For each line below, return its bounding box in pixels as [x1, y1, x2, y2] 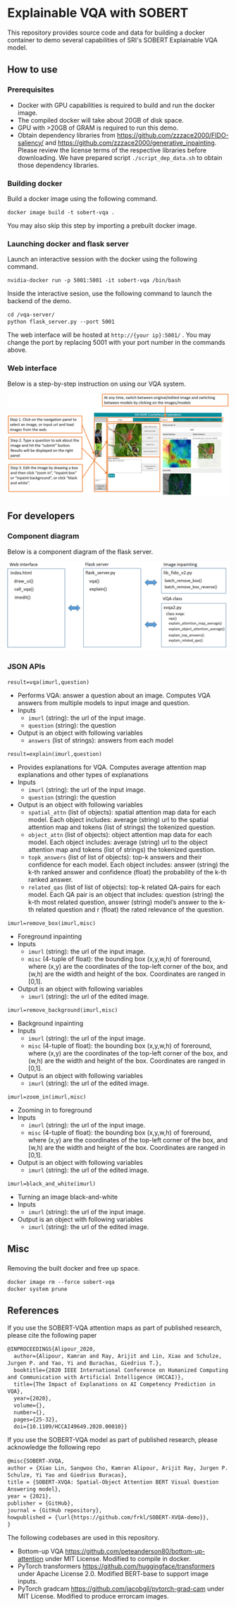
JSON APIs [7, 661, 46, 671]
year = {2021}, [7, 1493, 52, 1500]
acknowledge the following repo [7, 1443, 101, 1451]
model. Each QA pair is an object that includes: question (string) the [27, 890, 225, 898]
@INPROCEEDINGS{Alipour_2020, [7, 1345, 97, 1352]
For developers [7, 510, 75, 523]
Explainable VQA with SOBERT [7, 5, 189, 21]
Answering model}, [7, 1486, 61, 1493]
